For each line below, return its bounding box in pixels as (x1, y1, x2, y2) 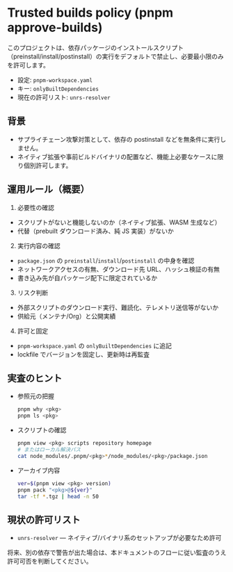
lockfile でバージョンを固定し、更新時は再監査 (17, 350, 150, 359)
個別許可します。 (23, 161, 72, 170)
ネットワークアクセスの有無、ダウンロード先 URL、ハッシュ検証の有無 (17, 265, 220, 273)
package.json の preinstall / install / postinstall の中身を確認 (17, 256, 195, 265)
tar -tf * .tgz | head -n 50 (17, 493, 99, 500)
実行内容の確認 (17, 241, 61, 250)
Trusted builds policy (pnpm (7, 5, 174, 21)
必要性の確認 (17, 203, 54, 211)
